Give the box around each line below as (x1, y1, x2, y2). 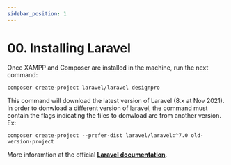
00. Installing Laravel (7, 40, 131, 56)
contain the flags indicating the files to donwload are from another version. (7, 111, 221, 119)
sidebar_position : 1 (7, 10, 67, 17)
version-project (7, 138, 54, 145)
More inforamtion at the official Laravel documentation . (7, 150, 168, 159)
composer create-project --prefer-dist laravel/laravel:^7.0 (7, 132, 189, 139)
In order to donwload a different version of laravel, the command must (7, 104, 208, 112)
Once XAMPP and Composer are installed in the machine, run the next (7, 63, 209, 72)
